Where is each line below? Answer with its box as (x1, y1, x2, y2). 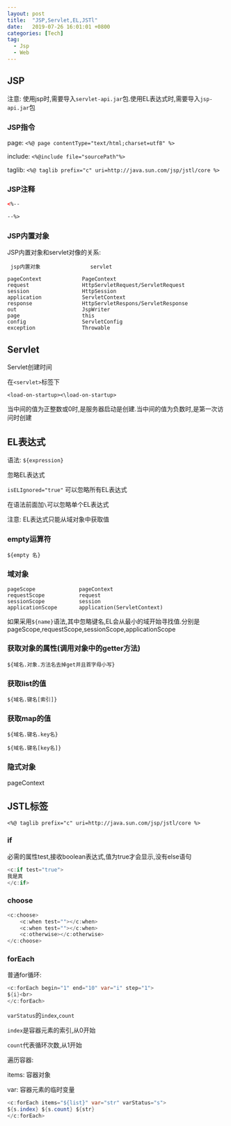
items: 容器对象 (7, 1071, 51, 1079)
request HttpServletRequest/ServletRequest (7, 282, 186, 289)
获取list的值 (7, 679, 47, 688)
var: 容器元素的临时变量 (7, 1086, 75, 1094)
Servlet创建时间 (7, 363, 52, 371)
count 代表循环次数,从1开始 (7, 1041, 82, 1049)
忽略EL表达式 (7, 471, 45, 479)
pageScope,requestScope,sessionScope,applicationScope (7, 625, 176, 633)
